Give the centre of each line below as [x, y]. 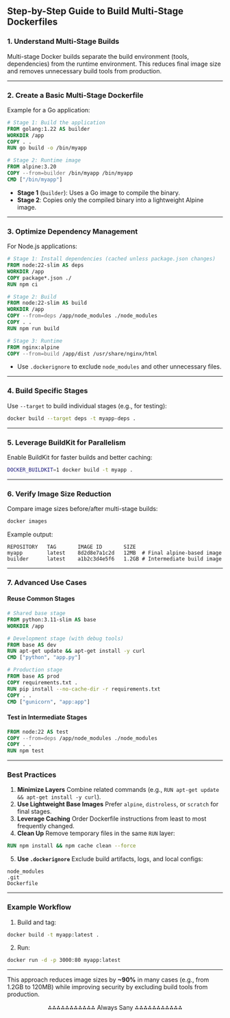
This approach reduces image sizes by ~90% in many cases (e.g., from [108, 980]
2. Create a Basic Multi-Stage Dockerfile [75, 95]
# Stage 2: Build [32, 297]
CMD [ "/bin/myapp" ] [35, 179]
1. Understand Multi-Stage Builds [63, 42]
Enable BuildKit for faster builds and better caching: [80, 457]
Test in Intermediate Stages [47, 717]
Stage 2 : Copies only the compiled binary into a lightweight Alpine [110, 200]
